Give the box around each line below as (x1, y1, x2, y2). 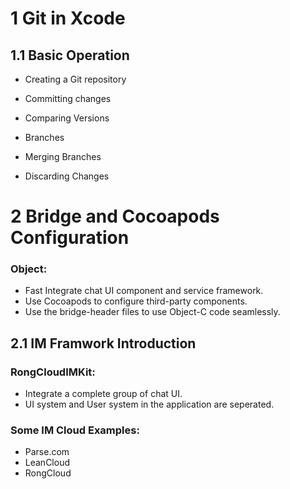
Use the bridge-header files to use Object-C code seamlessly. (24, 306, 281, 318)
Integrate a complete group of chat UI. (24, 388, 183, 400)
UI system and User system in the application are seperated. (24, 398, 275, 411)
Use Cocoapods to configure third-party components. (24, 295, 248, 307)
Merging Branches (24, 151, 102, 162)
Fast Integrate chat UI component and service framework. (24, 285, 264, 297)
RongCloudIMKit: (10, 365, 96, 379)
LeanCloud (24, 457, 71, 469)
